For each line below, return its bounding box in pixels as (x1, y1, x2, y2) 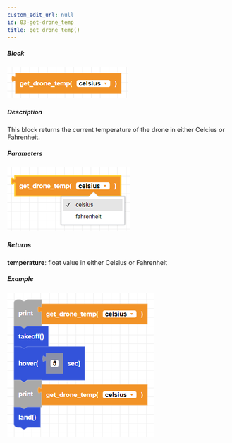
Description (7, 107, 43, 116)
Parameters (7, 149, 43, 158)
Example (7, 274, 34, 283)
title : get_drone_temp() (7, 26, 80, 33)
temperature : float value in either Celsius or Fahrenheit (7, 259, 168, 267)
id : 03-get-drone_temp (7, 18, 74, 26)
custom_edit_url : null (7, 11, 74, 18)
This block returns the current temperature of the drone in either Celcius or (7, 126, 226, 134)
